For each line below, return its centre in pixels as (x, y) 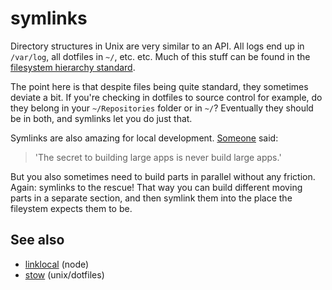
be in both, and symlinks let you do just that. (101, 118)
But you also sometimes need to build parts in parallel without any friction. (163, 176)
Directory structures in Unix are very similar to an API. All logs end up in (157, 46)
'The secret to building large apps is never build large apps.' (158, 157)
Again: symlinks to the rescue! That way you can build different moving (156, 187)
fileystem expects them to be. (71, 208)
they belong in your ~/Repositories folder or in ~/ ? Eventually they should (162, 108)
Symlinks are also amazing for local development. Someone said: (144, 138)
